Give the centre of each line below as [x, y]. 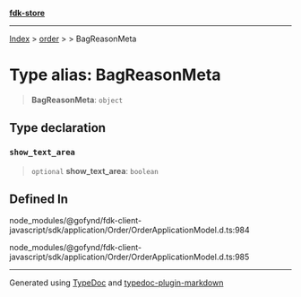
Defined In [39, 200]
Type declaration [57, 128]
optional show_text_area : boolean [95, 170]
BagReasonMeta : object [77, 100]
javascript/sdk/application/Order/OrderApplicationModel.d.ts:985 [129, 257]
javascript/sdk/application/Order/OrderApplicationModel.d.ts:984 [130, 230]
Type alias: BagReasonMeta [115, 75]
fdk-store [27, 13]
